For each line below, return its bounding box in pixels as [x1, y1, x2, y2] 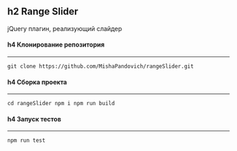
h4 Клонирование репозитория [7, 40, 105, 49]
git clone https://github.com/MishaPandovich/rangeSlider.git [7, 63, 194, 70]
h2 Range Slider [7, 6, 79, 18]
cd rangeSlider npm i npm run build [7, 100, 115, 107]
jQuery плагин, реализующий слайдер [7, 24, 122, 32]
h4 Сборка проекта [7, 78, 67, 86]
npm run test [7, 137, 46, 144]
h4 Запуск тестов [7, 114, 61, 123]
